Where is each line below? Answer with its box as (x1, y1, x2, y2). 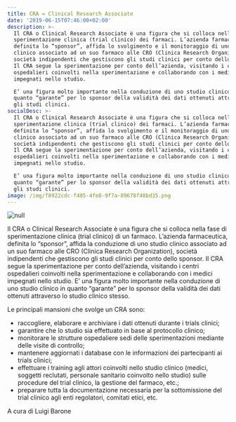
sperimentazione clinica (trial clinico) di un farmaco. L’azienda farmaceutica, (7, 232, 228, 240)
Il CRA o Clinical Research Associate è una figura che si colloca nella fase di (7, 225, 227, 233)
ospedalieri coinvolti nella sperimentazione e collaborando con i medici (7, 269, 213, 278)
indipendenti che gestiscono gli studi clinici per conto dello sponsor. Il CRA (7, 254, 223, 263)
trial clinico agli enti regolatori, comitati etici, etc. (17, 393, 158, 402)
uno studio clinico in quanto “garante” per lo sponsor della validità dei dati (7, 285, 221, 293)
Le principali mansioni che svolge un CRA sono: (7, 306, 145, 314)
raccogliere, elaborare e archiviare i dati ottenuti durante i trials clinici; (17, 319, 220, 327)
